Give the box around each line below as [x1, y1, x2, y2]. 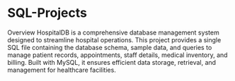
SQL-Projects [7, 5, 87, 21]
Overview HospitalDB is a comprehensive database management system [7, 28, 219, 37]
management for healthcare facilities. [7, 66, 117, 74]
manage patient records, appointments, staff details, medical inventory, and [7, 51, 228, 59]
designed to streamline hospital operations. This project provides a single [7, 35, 222, 44]
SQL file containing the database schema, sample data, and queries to [7, 43, 212, 51]
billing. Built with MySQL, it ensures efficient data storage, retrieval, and [7, 58, 217, 66]
